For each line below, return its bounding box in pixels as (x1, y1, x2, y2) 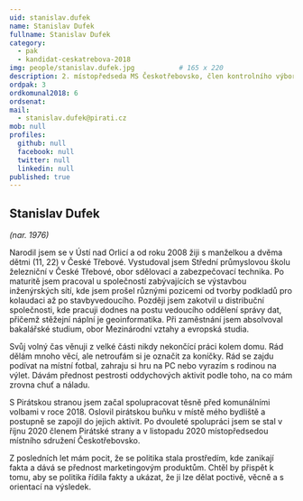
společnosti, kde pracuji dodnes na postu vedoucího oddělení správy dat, (9, 305, 282, 315)
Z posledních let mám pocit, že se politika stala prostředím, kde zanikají (9, 452, 274, 464)
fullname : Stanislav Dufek (9, 30, 111, 39)
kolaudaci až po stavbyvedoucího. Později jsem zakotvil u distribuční (9, 295, 264, 306)
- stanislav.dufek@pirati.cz (17, 114, 127, 123)
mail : (9, 105, 30, 114)
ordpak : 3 (9, 80, 47, 89)
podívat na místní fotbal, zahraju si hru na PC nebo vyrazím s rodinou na (9, 360, 277, 371)
